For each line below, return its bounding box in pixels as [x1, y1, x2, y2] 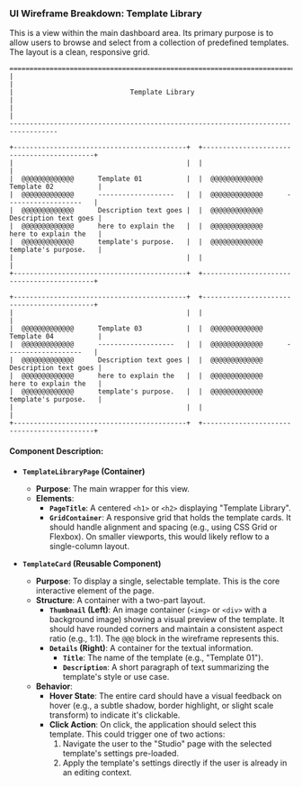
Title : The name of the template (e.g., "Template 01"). [62, 652, 263, 663]
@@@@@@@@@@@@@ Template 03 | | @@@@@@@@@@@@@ [21, 324, 263, 333]
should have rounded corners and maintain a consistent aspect [49, 623, 283, 634]
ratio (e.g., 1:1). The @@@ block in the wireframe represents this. [49, 633, 280, 644]
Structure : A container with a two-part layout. [35, 594, 206, 605]
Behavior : [35, 681, 74, 692]
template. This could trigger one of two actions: [49, 728, 226, 739]
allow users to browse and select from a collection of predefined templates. [9, 37, 289, 48]
